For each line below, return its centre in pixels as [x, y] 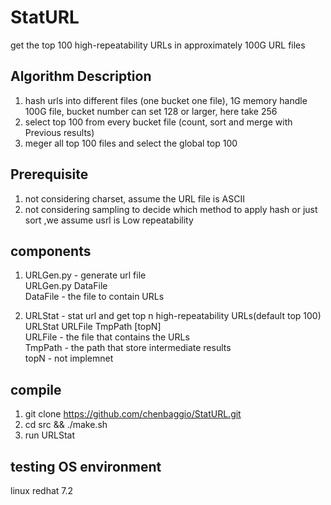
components [51, 251]
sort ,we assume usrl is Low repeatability [109, 220]
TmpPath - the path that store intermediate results [128, 348]
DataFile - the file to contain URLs [94, 297]
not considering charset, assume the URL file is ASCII [134, 198]
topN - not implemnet [69, 358]
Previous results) [59, 132]
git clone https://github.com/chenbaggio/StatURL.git [133, 414]
